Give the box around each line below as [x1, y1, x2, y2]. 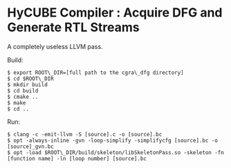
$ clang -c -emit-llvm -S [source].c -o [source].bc [7, 131, 163, 138]
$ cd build [7, 87, 39, 94]
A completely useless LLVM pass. [7, 42, 103, 50]
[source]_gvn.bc [7, 143, 54, 150]
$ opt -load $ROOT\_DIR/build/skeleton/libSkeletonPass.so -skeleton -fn [7, 149, 225, 156]
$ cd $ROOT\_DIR [7, 75, 54, 82]
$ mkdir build [7, 81, 48, 88]
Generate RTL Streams [7, 19, 140, 35]
